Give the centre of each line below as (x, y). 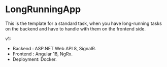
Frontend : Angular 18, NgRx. (42, 54)
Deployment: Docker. (35, 59)
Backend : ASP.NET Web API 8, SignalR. (54, 48)
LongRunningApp (43, 9)
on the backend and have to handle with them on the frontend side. (76, 28)
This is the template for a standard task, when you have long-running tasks (84, 23)
